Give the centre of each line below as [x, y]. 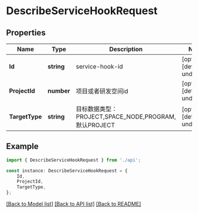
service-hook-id [99, 66]
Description [126, 49]
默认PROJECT [95, 125]
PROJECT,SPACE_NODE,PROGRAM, [126, 117]
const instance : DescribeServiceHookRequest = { [67, 171]
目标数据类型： [97, 109]
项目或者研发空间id [102, 91]
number [59, 91]
